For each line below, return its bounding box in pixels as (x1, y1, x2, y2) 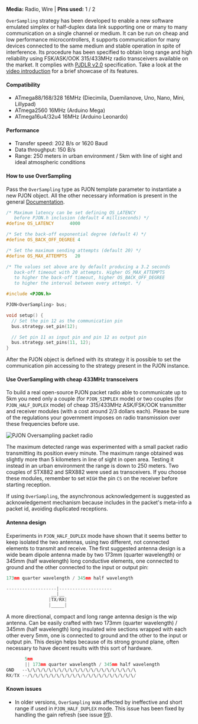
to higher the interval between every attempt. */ (14, 280, 142, 286)
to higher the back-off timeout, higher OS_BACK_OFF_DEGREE (14, 275, 165, 281)
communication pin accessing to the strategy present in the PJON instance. (6, 362, 190, 369)
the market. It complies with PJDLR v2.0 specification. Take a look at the (6, 61, 182, 68)
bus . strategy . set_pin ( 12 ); (11, 323, 78, 329)
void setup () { (6, 312, 44, 318)
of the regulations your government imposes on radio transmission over (6, 414, 181, 421)
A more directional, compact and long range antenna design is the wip (6, 613, 177, 620)
